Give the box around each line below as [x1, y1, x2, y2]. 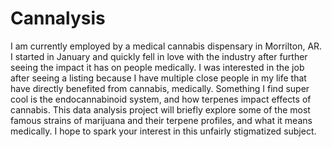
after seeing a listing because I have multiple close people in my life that [10, 72, 307, 84]
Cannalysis [10, 7, 106, 30]
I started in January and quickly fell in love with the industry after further [10, 50, 308, 62]
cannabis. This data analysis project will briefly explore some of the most [10, 103, 311, 116]
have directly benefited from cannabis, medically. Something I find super [10, 82, 310, 94]
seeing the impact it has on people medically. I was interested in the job [10, 61, 305, 73]
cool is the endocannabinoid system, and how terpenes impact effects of [10, 93, 312, 105]
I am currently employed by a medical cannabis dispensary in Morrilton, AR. [10, 40, 323, 52]
